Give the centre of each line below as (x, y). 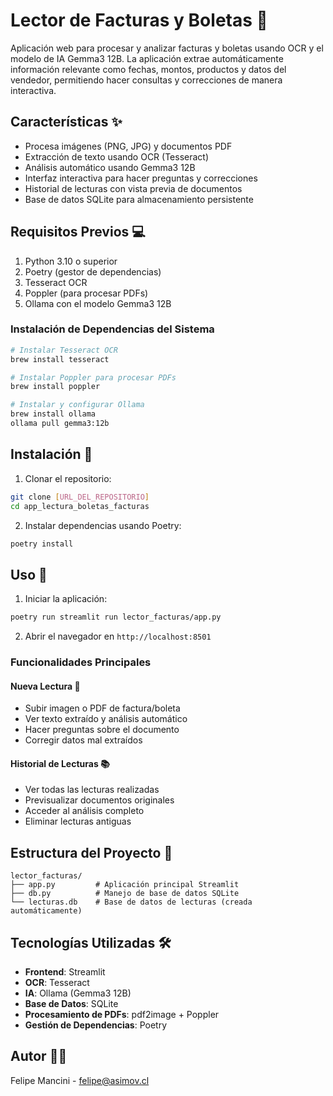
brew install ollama (53, 414)
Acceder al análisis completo (84, 811)
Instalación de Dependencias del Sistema (112, 329)
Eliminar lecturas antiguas (78, 821)
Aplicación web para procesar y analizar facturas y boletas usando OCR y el (167, 48)
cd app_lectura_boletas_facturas (80, 506)
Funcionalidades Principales (81, 662)
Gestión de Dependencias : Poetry (96, 1025)
